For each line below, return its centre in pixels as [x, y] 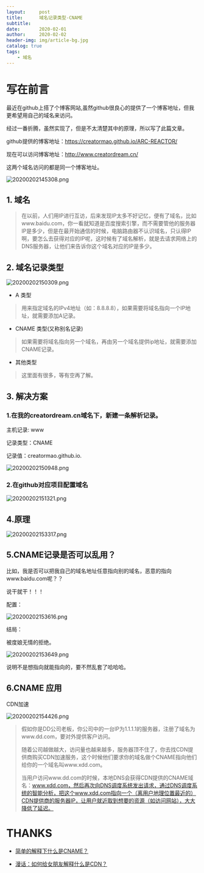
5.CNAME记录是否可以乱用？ [61, 555]
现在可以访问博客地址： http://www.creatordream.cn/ [72, 154]
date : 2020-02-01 [37, 29]
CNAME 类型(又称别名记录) [49, 329]
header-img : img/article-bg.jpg [47, 40]
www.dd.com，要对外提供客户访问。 [67, 736]
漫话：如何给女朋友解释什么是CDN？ [61, 864]
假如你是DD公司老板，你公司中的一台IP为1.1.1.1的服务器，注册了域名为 [108, 729]
